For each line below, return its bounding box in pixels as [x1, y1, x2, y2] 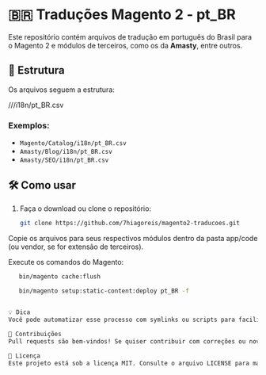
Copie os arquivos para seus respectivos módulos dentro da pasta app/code [8, 233, 258, 243]
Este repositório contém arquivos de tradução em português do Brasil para [8, 32, 252, 41]
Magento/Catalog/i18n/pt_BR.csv [19, 140, 127, 147]
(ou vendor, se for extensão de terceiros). [8, 242, 144, 251]
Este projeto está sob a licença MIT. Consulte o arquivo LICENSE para [8, 359, 249, 367]
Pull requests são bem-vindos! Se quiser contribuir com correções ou [8, 337, 246, 346]
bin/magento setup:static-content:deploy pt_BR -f [18, 287, 190, 295]
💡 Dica [8, 308, 31, 316]
